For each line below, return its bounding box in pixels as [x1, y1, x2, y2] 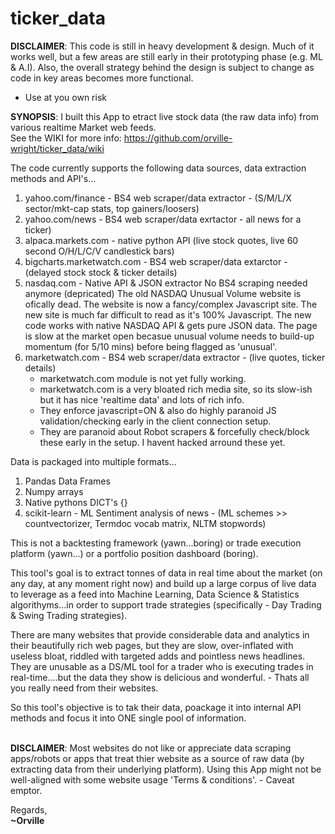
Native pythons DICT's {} [24, 496, 128, 508]
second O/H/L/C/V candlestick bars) [24, 245, 175, 257]
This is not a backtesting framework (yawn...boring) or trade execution [10, 537, 302, 549]
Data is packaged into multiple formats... [10, 455, 177, 467]
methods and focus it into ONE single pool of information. [10, 712, 247, 724]
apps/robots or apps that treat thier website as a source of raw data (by [10, 752, 305, 764]
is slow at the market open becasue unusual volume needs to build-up [24, 330, 315, 342]
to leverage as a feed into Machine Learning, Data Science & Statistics [10, 588, 300, 600]
